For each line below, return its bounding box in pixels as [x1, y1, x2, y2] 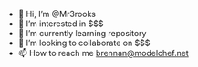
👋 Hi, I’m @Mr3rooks [17, 9, 96, 19]
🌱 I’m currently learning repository [17, 28, 147, 38]
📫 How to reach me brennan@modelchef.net [17, 48, 189, 58]
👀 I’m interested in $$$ [17, 18, 104, 29]
